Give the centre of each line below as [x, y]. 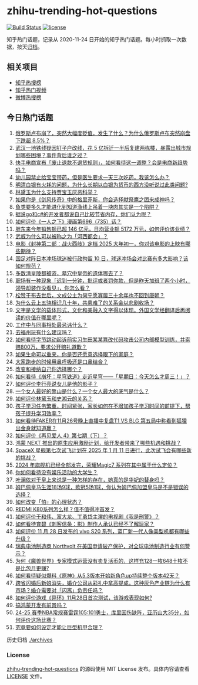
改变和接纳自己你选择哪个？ [49, 369]
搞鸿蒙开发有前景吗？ [41, 605]
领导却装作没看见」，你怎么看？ [53, 288]
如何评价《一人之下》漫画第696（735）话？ [68, 221]
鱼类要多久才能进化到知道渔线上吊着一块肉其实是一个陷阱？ [87, 207]
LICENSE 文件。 [26, 676]
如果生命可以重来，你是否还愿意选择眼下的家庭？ [74, 354]
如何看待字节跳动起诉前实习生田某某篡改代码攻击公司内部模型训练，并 [100, 339]
